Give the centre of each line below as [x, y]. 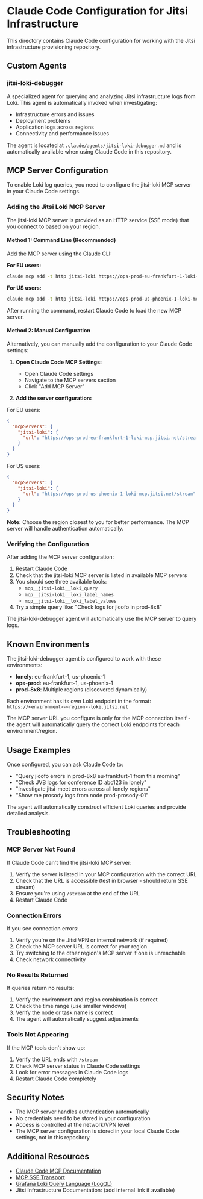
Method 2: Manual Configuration [49, 331]
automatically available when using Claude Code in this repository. [89, 151]
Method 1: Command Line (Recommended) [61, 240]
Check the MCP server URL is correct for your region [81, 947]
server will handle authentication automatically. [65, 529]
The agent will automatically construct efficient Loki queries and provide [96, 807]
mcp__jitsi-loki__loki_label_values [70, 601]
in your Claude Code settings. [44, 192]
